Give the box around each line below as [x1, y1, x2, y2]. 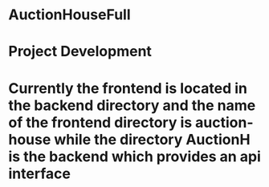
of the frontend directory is [8, 113, 193, 132]
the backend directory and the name [8, 96, 256, 114]
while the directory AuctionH [54, 130, 251, 148]
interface [8, 165, 71, 182]
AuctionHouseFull [8, 6, 131, 24]
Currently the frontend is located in [8, 79, 247, 97]
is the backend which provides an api [8, 147, 261, 165]
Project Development [8, 43, 153, 61]
